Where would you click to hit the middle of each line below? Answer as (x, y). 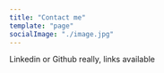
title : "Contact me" (48, 17)
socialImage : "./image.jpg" (62, 34)
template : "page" (42, 26)
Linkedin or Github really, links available (82, 60)
